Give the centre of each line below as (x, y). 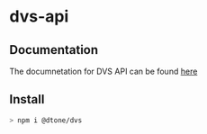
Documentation (54, 50)
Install (27, 99)
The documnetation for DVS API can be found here (103, 71)
